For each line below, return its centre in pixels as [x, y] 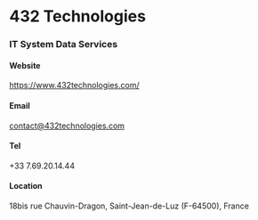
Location [26, 186]
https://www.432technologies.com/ [74, 86]
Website [25, 65]
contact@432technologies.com [67, 126]
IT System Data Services [64, 45]
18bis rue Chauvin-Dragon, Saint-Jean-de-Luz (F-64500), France [129, 206]
